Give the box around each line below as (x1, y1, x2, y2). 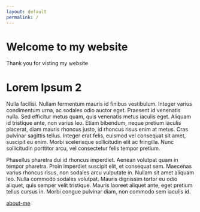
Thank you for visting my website (6, 60, 89, 67)
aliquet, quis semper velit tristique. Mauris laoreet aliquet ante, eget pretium (6, 182, 193, 189)
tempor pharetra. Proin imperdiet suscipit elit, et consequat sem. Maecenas (6, 162, 192, 170)
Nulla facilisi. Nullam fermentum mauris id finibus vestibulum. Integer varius (6, 100, 193, 107)
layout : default (6, 8, 47, 15)
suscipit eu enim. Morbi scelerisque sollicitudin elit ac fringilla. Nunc (6, 139, 174, 146)
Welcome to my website (6, 40, 128, 54)
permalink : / (6, 14, 39, 20)
